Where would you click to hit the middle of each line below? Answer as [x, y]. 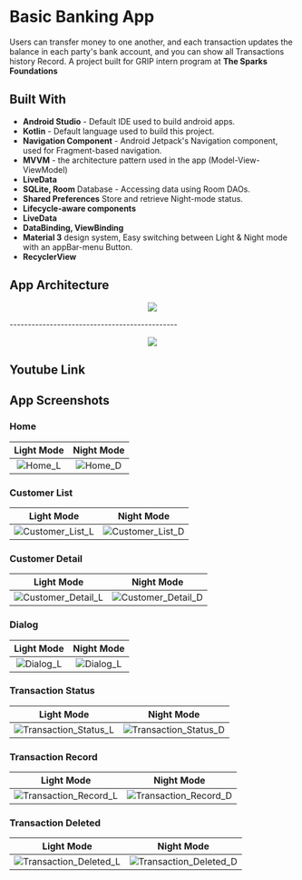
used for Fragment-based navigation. [92, 150]
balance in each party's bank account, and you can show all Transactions [147, 51]
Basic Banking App [82, 17]
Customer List [41, 493]
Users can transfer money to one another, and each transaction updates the [151, 42]
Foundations [34, 71]
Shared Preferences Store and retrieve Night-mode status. [132, 198]
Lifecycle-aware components [79, 208]
